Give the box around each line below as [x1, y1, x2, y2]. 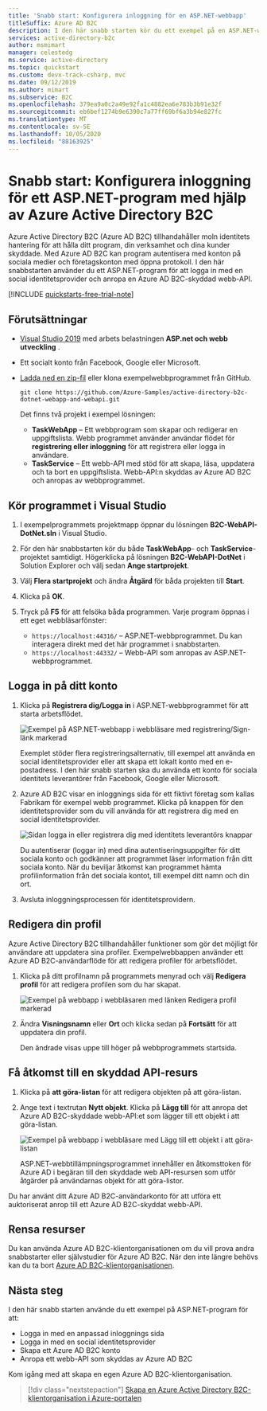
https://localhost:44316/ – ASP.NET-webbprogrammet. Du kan [31, 631, 242, 641]
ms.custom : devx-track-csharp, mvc [8, 71, 126, 79]
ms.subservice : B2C [8, 93, 73, 101]
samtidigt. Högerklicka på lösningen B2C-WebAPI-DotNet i [51, 553, 246, 562]
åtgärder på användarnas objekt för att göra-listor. [19, 1175, 184, 1185]
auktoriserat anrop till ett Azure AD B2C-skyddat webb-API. [8, 1199, 203, 1209]
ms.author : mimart [8, 85, 69, 94]
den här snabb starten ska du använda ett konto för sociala [64, 765, 257, 775]
